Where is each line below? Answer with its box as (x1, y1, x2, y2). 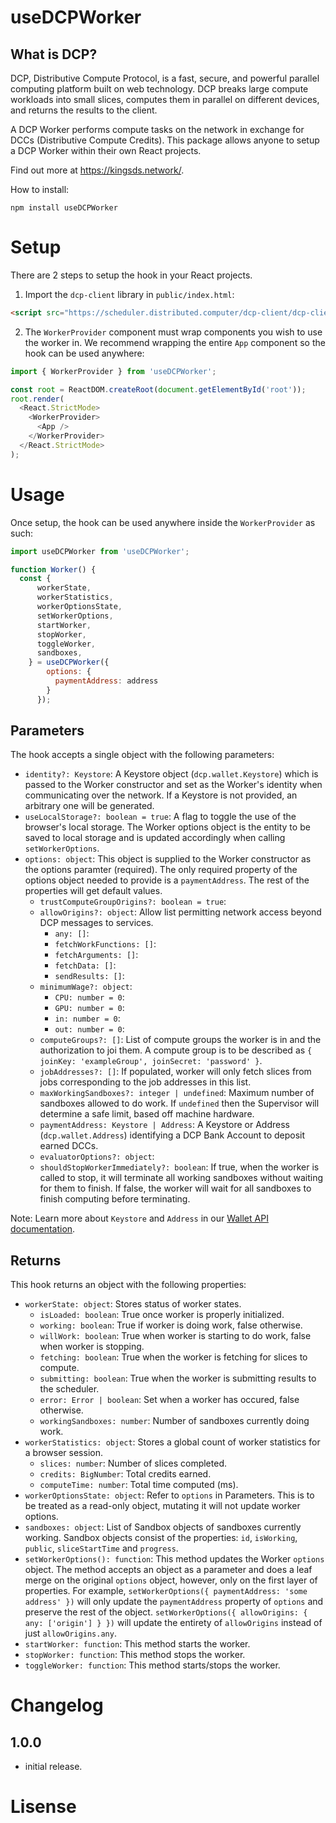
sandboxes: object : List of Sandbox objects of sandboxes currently (24, 1521, 302, 1533)
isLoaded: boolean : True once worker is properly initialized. (39, 1309, 285, 1321)
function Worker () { (10, 564, 97, 575)
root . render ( (10, 394, 65, 404)
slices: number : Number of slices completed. (39, 1457, 227, 1470)
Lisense (10, 1796, 77, 1818)
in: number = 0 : (54, 1012, 121, 1025)
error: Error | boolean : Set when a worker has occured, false (39, 1394, 300, 1406)
